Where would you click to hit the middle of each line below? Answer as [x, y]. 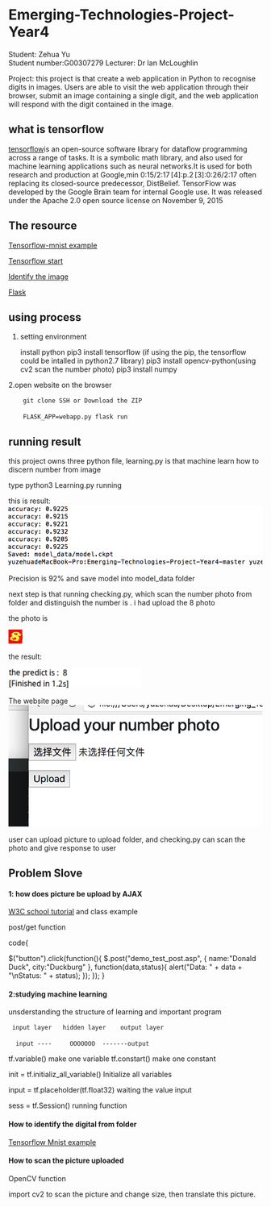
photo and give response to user [63, 847]
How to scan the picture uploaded [66, 1161]
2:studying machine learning [58, 994]
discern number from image [55, 470]
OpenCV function [37, 1178]
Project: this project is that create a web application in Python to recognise [132, 78]
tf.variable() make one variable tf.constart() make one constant [112, 1059]
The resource [43, 226]
